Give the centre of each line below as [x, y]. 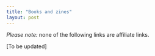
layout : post [23, 17]
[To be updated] [27, 46]
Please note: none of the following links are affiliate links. [78, 34]
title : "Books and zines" [39, 12]
